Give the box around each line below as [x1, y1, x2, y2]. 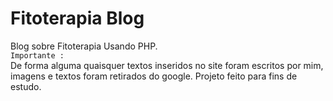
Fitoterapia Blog [10, 7, 145, 30]
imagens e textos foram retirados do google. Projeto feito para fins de [10, 70, 298, 82]
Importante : [10, 50, 65, 61]
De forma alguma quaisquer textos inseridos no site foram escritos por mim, [10, 59, 324, 71]
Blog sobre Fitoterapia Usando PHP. [10, 40, 158, 52]
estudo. [10, 80, 42, 92]
